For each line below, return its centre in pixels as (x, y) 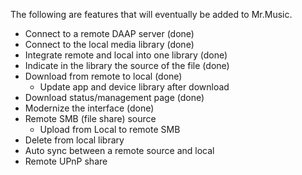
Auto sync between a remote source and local (119, 150)
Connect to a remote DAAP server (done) (109, 33)
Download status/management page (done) (114, 97)
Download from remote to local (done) (103, 76)
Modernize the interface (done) (89, 108)
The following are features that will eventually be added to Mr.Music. (151, 14)
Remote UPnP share (66, 161)
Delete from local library (74, 140)
